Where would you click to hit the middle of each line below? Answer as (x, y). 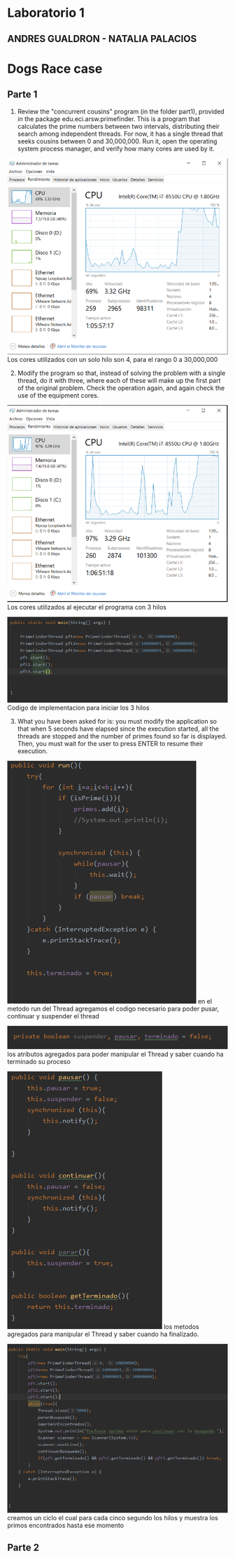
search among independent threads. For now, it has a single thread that (120, 134)
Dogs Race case (55, 69)
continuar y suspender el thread (54, 1016)
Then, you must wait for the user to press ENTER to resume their (111, 743)
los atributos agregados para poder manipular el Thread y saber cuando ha (115, 1054)
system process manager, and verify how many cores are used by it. (116, 148)
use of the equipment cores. (58, 395)
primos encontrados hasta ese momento (66, 1525)
